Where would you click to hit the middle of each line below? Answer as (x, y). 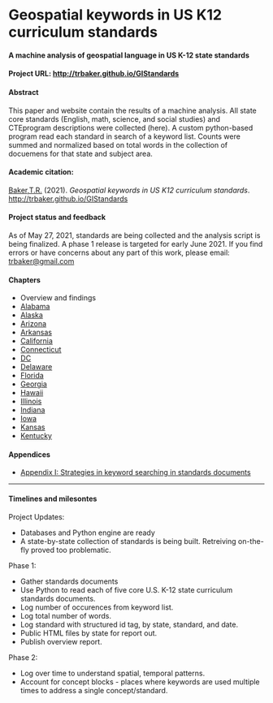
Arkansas (36, 332)
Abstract (24, 92)
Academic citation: (41, 172)
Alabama (35, 307)
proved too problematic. (71, 550)
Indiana (32, 410)
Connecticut (41, 350)
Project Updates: (37, 516)
